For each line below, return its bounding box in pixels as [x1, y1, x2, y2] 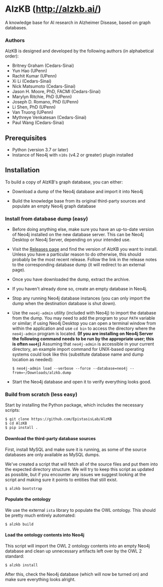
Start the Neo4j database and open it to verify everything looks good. [12, 379, 152, 385]
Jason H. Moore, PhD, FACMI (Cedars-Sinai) [12, 89, 101, 95]
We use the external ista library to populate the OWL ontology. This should [5, 507, 156, 513]
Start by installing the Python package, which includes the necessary [5, 402, 144, 408]
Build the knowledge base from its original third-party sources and [12, 198, 145, 203]
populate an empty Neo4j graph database [12, 203, 96, 209]
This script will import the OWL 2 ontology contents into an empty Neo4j [5, 543, 150, 549]
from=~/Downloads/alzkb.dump [12, 370, 72, 375]
